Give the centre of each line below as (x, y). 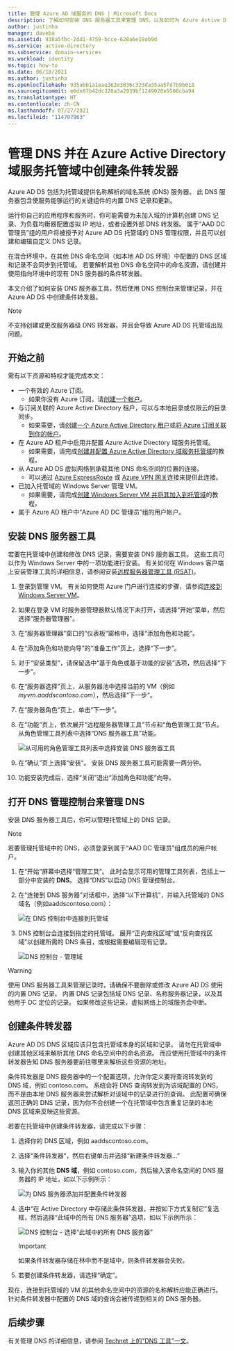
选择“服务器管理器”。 (48, 619)
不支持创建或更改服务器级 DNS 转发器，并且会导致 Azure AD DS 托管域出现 (115, 325)
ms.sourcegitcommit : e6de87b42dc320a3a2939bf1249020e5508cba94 (101, 91)
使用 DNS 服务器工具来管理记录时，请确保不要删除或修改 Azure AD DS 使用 (115, 985)
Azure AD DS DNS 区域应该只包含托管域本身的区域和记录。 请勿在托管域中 (115, 1044)
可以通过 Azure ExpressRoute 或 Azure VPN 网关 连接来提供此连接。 (125, 478)
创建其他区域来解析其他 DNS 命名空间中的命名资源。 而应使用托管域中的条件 (117, 1053)
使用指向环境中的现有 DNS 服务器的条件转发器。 (77, 273)
